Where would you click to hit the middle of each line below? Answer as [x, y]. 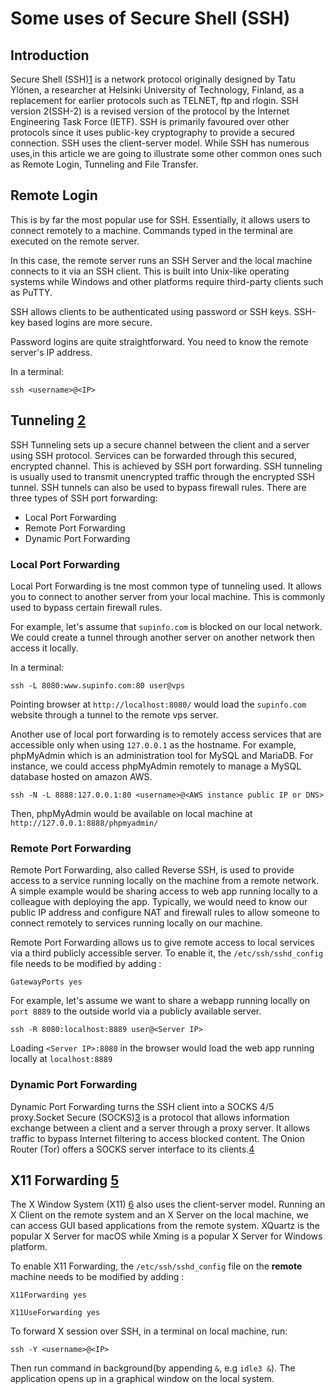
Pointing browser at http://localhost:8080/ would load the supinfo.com [158, 704]
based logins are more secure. [90, 322]
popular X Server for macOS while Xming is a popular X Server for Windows [166, 1236]
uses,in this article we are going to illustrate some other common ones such [166, 153]
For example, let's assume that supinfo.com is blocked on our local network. [166, 626]
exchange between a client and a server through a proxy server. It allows [160, 1128]
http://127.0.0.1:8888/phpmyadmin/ [84, 823]
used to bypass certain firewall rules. [86, 607]
